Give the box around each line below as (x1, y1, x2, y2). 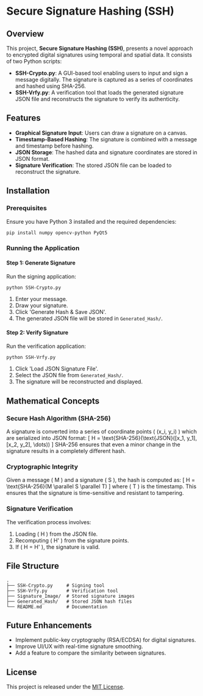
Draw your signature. (15, 302, 68, 309)
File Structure (6, 561, 59, 571)
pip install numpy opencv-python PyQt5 (6, 230, 108, 236)
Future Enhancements (6, 620, 93, 630)
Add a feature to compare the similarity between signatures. (15, 649, 166, 656)
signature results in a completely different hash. (6, 447, 126, 455)
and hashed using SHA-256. (15, 82, 87, 90)
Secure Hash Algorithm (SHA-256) (6, 414, 111, 422)
